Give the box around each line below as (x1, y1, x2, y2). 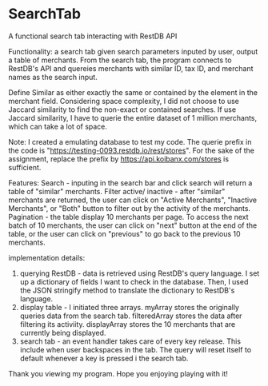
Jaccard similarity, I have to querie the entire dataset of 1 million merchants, (8, 113, 258, 122)
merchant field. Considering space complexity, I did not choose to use (8, 96, 240, 105)
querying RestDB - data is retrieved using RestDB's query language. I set (19, 269, 260, 278)
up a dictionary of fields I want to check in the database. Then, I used (19, 277, 249, 286)
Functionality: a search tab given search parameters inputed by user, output (8, 46, 258, 56)
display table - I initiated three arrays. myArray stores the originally (19, 302, 240, 312)
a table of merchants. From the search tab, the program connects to (8, 55, 232, 65)
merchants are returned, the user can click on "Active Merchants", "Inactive (8, 195, 258, 205)
